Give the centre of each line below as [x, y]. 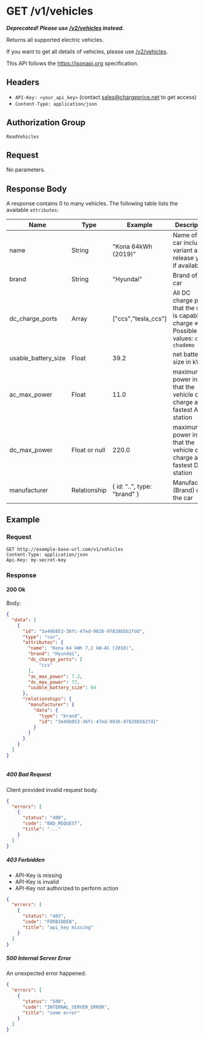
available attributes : [32, 210]
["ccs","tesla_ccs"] [139, 319]
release [183, 258]
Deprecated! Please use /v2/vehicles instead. [65, 28]
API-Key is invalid [37, 881]
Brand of [185, 276]
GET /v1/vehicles [50, 11]
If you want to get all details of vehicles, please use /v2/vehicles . [87, 51]
